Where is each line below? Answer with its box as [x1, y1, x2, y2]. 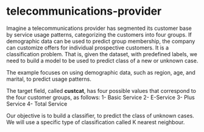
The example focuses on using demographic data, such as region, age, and [6, 68, 196, 76]
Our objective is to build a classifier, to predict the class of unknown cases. [6, 112, 195, 119]
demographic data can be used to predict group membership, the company [6, 37, 195, 45]
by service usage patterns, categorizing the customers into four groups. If [6, 31, 192, 38]
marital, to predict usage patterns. [6, 75, 91, 82]
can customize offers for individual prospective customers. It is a [6, 44, 169, 51]
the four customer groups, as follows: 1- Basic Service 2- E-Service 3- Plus [6, 94, 195, 101]
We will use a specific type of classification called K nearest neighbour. [6, 118, 185, 126]
